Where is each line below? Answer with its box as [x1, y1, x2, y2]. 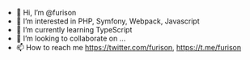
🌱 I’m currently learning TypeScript [15, 25, 133, 34]
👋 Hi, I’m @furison [15, 8, 77, 17]
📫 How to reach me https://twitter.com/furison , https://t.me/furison [15, 43, 242, 52]
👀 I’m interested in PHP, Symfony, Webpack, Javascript [15, 16, 200, 26]
